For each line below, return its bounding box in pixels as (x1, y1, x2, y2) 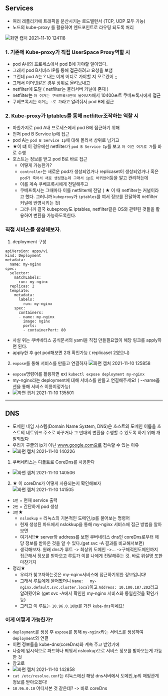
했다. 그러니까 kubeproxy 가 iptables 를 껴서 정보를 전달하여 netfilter (25, 194, 158, 200)
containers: (18, 310, 43, 315)
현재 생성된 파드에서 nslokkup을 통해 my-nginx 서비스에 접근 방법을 (19, 521, 153, 527)
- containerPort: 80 (23, 327, 66, 332)
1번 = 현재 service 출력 (12, 497, 57, 503)
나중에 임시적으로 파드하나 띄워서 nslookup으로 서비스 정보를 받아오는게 (12, 647, 153, 653)
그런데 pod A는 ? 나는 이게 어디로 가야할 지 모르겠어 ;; (12, 74, 117, 80)
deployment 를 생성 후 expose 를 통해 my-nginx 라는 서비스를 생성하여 (12, 629, 144, 635)
